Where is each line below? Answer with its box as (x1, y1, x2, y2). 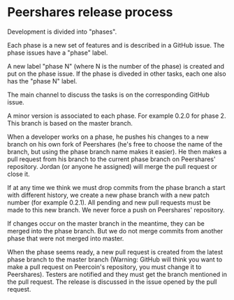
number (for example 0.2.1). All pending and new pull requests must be (7, 198, 211, 207)
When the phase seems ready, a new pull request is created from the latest (7, 247, 224, 256)
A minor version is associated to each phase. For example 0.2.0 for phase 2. (7, 111, 226, 120)
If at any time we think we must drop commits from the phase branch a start (7, 183, 226, 191)
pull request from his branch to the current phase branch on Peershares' (7, 155, 216, 163)
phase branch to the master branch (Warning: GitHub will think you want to (7, 255, 223, 264)
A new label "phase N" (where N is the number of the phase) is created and (7, 62, 225, 70)
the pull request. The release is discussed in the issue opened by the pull (7, 278, 218, 286)
